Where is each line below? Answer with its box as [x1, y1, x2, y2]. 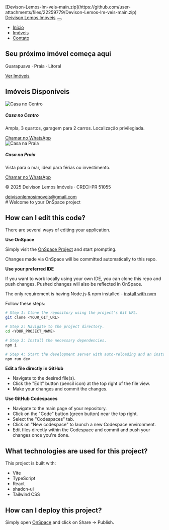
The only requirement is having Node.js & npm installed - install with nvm [5, 291, 156, 297]
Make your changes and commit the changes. [12, 386, 108, 392]
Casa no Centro [5, 112, 39, 118]
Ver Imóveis [5, 73, 30, 79]
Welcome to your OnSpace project [9, 199, 81, 205]
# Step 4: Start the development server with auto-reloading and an [5, 352, 152, 357]
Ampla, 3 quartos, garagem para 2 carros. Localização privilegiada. [5, 125, 145, 131]
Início [12, 24, 24, 30]
